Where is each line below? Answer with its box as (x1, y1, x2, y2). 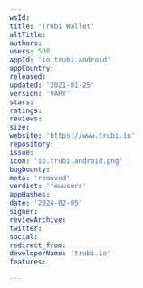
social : (9, 232, 39, 241)
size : (9, 123, 30, 132)
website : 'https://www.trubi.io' (9, 131, 136, 140)
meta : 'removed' (9, 173, 71, 182)
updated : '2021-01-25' (9, 81, 95, 90)
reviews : (9, 114, 43, 123)
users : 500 (9, 47, 51, 56)
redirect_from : (9, 241, 67, 250)
